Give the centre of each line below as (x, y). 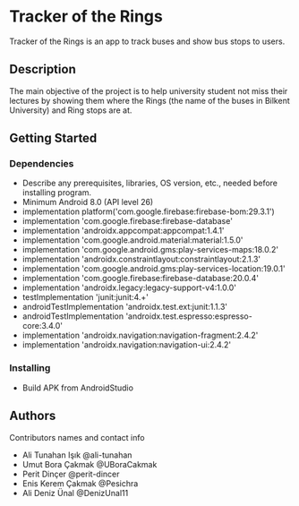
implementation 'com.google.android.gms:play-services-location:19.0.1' (154, 269)
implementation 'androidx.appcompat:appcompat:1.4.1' (124, 231)
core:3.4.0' (43, 326)
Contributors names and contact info (77, 437)
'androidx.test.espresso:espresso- (188, 316)
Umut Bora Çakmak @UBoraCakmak (90, 464)
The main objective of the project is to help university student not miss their (149, 90)
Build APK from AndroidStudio (78, 388)
